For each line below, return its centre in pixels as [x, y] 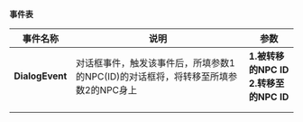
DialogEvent [41, 76]
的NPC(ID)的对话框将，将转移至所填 [152, 76]
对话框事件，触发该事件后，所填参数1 [156, 63]
